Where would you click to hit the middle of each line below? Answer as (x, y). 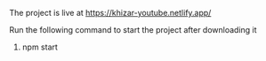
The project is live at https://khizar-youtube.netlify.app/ (110, 13)
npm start (40, 47)
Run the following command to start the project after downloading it (133, 30)
